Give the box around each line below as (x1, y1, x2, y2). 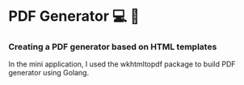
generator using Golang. (8, 68, 90, 78)
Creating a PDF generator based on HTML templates (8, 42, 217, 53)
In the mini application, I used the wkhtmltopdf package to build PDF (8, 59, 236, 69)
